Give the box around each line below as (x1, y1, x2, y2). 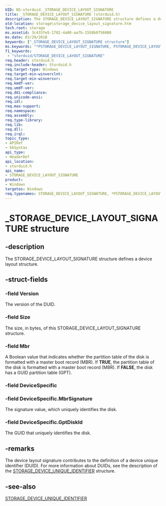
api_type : (5, 150, 26, 155)
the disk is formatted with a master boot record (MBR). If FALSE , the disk (5, 364, 153, 370)
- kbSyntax (5, 145, 28, 150)
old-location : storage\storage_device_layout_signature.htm (5, 21, 132, 26)
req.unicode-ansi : (5, 94, 43, 99)
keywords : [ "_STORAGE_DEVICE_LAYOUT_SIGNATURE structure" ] (5, 40, 129, 45)
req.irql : (5, 132, 26, 137)
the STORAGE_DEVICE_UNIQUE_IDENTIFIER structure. (5, 468, 116, 474)
